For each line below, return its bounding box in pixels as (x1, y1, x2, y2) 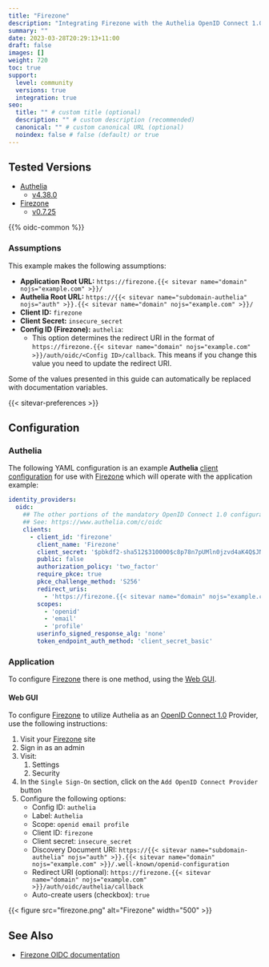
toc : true (8, 64, 42, 72)
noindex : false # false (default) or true (15, 130, 159, 138)
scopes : (37, 600, 62, 608)
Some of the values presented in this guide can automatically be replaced (8, 374, 251, 383)
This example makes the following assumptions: (8, 261, 167, 271)
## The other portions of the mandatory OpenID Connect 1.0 (22, 511, 227, 519)
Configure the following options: (19, 794, 126, 804)
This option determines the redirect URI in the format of (31, 333, 215, 343)
